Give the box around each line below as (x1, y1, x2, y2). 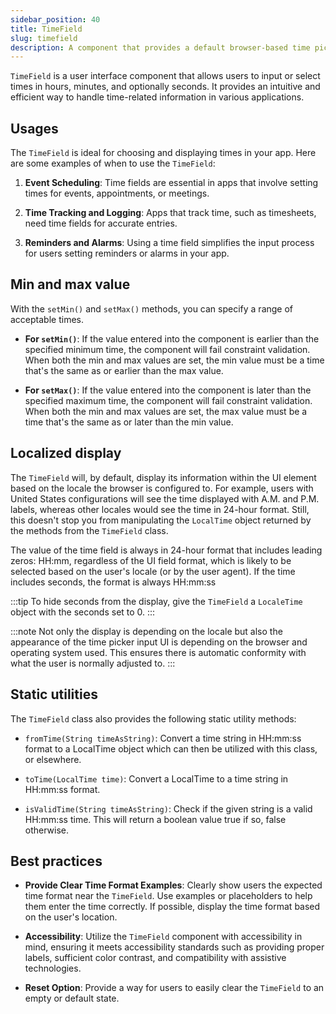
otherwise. (24, 824, 70, 836)
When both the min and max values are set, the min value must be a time (24, 354, 325, 366)
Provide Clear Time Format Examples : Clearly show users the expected (24, 879, 323, 891)
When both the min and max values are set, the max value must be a (24, 405, 308, 417)
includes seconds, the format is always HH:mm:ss (10, 576, 217, 588)
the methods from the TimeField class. (10, 524, 169, 536)
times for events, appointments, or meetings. (24, 187, 210, 200)
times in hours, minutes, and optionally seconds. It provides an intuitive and (10, 81, 321, 93)
